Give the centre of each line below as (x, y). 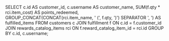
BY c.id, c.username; (27, 33)
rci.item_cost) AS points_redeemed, (42, 12)
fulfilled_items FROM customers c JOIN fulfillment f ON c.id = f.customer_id (83, 23)
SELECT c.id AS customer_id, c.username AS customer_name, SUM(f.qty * (83, 7)
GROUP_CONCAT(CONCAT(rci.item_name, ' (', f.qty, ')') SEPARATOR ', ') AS (83, 18)
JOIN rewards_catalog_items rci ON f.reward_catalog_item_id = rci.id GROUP (84, 28)
